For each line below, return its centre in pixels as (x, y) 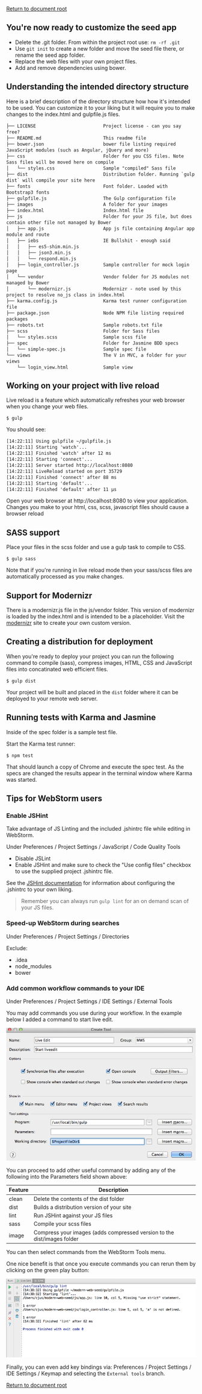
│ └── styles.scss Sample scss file (76, 337)
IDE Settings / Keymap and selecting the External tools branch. (86, 1373)
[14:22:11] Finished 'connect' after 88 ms (62, 478)
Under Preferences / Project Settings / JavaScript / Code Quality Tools (93, 847)
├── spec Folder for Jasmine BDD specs (93, 343)
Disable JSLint (33, 858)
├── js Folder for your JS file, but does (99, 217)
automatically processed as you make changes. (65, 577)
